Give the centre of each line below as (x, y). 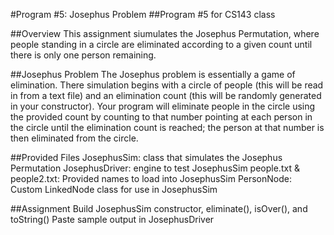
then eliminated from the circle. (74, 138)
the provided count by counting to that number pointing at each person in (161, 117)
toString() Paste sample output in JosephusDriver (112, 219)
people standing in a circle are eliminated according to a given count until (161, 44)
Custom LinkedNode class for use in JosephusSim (114, 189)
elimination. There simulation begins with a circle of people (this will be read (167, 85)
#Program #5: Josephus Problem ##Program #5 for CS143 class (143, 14)
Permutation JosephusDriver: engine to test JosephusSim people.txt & (155, 168)
